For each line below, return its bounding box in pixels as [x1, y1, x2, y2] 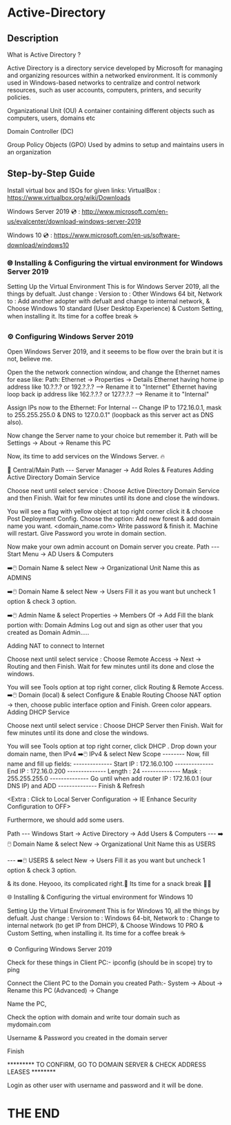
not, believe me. [7, 355, 53, 363]
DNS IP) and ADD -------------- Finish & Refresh [7, 782, 145, 790]
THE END [7, 1105, 60, 1121]
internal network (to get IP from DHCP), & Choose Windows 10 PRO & [7, 922, 204, 930]
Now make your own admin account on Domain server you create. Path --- [7, 543, 220, 551]
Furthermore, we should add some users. [7, 815, 125, 824]
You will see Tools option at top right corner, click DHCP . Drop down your [7, 742, 217, 751]
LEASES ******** [7, 1068, 57, 1076]
